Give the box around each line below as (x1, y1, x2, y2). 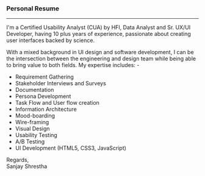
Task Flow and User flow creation (15, 99, 99, 107)
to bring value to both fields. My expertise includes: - (6, 62, 140, 69)
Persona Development (15, 93, 71, 100)
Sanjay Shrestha (6, 163, 48, 170)
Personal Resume (6, 4, 60, 13)
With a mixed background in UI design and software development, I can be (6, 49, 194, 56)
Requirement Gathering (15, 73, 74, 80)
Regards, (6, 157, 29, 164)
